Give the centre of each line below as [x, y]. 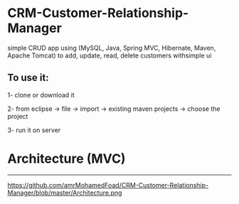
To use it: [28, 78]
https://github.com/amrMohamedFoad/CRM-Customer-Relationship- [108, 185]
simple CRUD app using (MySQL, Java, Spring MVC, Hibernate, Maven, [112, 48]
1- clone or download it [41, 95]
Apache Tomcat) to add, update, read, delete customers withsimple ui [110, 55]
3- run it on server [34, 130]
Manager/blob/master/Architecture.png [65, 193]
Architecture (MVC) [67, 159]
